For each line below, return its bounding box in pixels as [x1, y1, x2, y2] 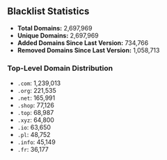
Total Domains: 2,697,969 [17, 24, 93, 32]
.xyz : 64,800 [17, 116, 54, 124]
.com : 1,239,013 [17, 79, 61, 87]
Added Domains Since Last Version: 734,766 [17, 38, 149, 47]
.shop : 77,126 [17, 101, 54, 109]
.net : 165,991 [17, 94, 56, 103]
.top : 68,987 [17, 109, 54, 117]
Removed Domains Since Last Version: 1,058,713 [17, 46, 160, 54]
